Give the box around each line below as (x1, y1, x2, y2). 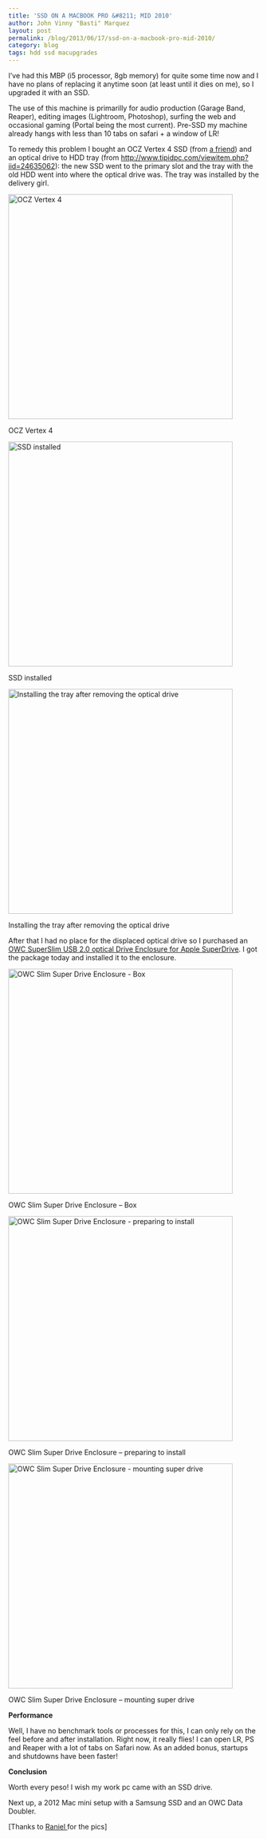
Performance (8, 1710, 53, 1720)
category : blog (8, 42, 59, 50)
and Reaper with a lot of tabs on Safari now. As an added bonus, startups (8, 1743, 249, 1752)
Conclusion (8, 1767, 48, 1776)
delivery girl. (8, 178, 49, 188)
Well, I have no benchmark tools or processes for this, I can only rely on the (8, 1726, 257, 1735)
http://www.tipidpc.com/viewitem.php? (120, 153, 249, 162)
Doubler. (8, 1806, 37, 1816)
